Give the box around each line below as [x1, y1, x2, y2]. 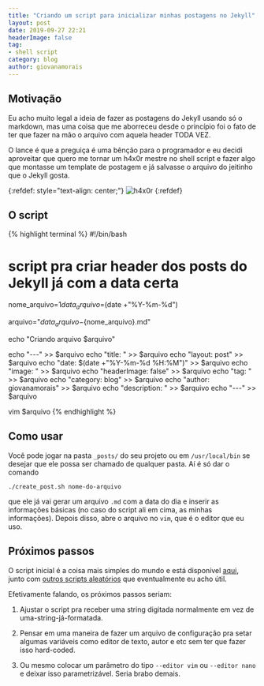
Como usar [8, 429, 64, 443]
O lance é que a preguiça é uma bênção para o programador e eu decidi [8, 145, 243, 155]
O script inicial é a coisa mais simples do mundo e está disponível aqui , [8, 565, 239, 575]
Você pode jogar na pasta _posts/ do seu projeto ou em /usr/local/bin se [8, 451, 251, 460]
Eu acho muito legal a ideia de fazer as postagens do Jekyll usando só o [8, 113, 243, 122]
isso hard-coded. [19, 645, 76, 654]
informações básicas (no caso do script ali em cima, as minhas [8, 504, 213, 514]
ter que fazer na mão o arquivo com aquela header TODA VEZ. [8, 129, 211, 139]
